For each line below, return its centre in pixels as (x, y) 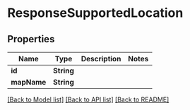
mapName (29, 82)
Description (101, 59)
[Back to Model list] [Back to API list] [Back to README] (88, 99)
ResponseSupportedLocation (95, 13)
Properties (31, 39)
